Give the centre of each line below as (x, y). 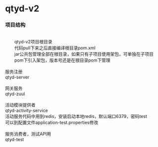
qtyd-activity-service (27, 110)
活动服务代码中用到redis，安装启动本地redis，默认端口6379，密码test (76, 116)
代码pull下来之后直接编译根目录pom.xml (55, 48)
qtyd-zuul (15, 94)
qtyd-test (15, 140)
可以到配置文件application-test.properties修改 (52, 123)
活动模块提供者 (20, 105)
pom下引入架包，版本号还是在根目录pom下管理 (62, 60)
